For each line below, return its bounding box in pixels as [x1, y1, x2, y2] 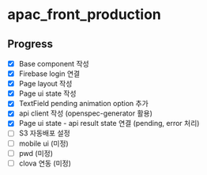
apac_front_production [7, 6, 161, 24]
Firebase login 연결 [18, 69, 81, 78]
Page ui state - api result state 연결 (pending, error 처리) [18, 119, 200, 128]
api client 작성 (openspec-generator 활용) [18, 108, 153, 118]
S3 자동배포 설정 [18, 128, 70, 138]
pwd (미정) [18, 148, 53, 158]
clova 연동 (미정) [18, 158, 72, 168]
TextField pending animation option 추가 [18, 99, 149, 108]
